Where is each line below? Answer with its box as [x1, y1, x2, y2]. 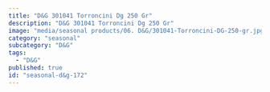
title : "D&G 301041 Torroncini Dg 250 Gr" [8, 11, 153, 20]
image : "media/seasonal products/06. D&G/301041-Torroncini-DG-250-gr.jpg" [8, 26, 268, 34]
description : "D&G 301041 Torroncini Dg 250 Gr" [8, 19, 174, 27]
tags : [8, 49, 27, 57]
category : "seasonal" [8, 34, 81, 42]
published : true [8, 64, 63, 72]
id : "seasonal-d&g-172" [8, 71, 88, 79]
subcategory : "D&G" [8, 42, 74, 50]
